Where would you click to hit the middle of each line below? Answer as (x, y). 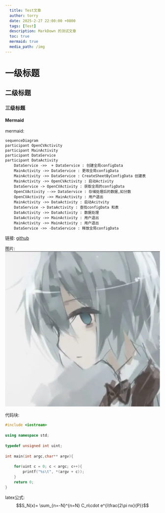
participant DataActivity (31, 160)
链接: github (17, 238)
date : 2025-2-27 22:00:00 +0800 (43, 21)
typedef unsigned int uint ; (34, 446)
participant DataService (30, 156)
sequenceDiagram (22, 141)
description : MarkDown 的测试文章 (43, 31)
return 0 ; (24, 482)
